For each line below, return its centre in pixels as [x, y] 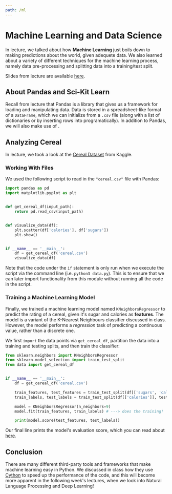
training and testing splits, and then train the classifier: [63, 346]
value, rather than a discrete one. [40, 331]
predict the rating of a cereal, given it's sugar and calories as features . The [84, 314]
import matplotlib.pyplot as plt [41, 193]
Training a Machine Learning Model [50, 298]
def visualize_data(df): [32, 225]
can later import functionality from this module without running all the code [84, 279]
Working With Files [29, 168]
